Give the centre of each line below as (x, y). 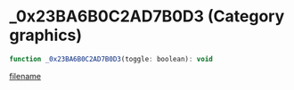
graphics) (46, 35)
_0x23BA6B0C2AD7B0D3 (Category (147, 16)
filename (25, 76)
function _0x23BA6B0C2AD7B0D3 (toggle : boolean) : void (111, 59)
